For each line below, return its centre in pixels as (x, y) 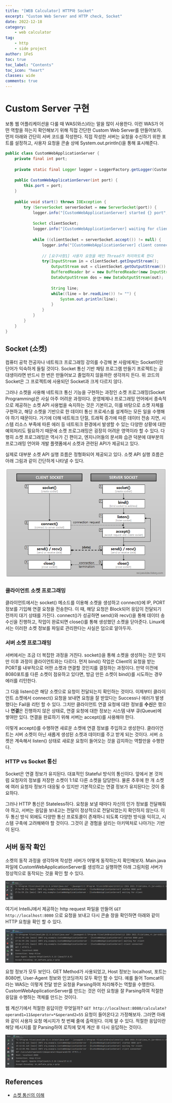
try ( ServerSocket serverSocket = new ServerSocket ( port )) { (90, 207)
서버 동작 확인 (26, 847)
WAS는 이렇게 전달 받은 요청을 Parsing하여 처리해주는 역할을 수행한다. (85, 984)
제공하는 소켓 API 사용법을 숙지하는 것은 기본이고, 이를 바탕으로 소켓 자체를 (89, 405)
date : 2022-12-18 (24, 22)
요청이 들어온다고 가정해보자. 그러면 (120, 1014)
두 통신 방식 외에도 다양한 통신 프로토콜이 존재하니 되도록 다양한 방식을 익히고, (83, 816)
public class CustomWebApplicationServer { (52, 153)
